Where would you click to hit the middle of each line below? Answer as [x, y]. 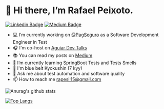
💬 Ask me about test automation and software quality [69, 73]
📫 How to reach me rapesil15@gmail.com [57, 79]
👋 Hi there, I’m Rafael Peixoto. [69, 10]
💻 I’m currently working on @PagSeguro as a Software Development [86, 35]
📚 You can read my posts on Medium [53, 55]
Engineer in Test [30, 42]
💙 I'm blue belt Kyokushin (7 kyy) [47, 68]
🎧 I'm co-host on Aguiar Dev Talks [50, 47]
